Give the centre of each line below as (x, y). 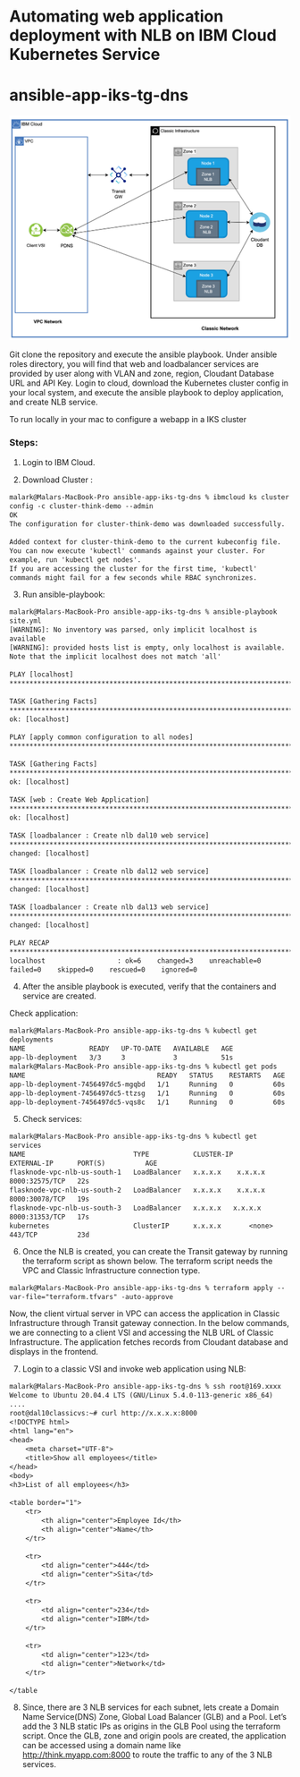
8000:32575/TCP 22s (50, 1181)
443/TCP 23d (50, 1235)
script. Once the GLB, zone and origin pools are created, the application (154, 1735)
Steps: (24, 443)
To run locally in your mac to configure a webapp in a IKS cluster (128, 420)
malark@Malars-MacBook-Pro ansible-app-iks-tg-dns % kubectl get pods (143, 1067)
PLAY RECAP (29, 943)
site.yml (25, 621)
